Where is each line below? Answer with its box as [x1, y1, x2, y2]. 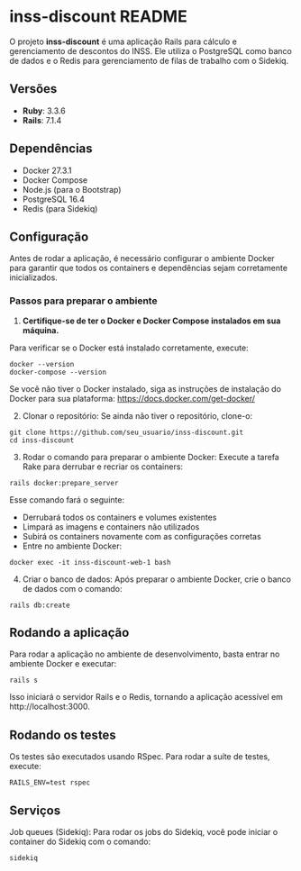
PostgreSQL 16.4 [22, 194, 86, 204]
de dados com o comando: [22, 583, 123, 594]
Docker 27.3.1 [22, 165, 72, 176]
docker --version [9, 359, 75, 368]
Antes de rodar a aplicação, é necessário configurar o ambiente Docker [9, 253, 275, 264]
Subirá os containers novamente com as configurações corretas [22, 531, 261, 541]
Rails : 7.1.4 [22, 114, 62, 125]
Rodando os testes [9, 727, 117, 742]
